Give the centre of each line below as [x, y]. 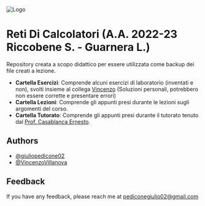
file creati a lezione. [31, 71]
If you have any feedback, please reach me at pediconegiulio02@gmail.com [102, 196]
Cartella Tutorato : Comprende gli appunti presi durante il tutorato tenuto [107, 115]
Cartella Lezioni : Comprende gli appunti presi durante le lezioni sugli [102, 102]
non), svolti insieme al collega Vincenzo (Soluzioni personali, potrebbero [106, 89]
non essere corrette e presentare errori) [66, 96]
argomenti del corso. [41, 109]
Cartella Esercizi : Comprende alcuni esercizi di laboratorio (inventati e [104, 82]
